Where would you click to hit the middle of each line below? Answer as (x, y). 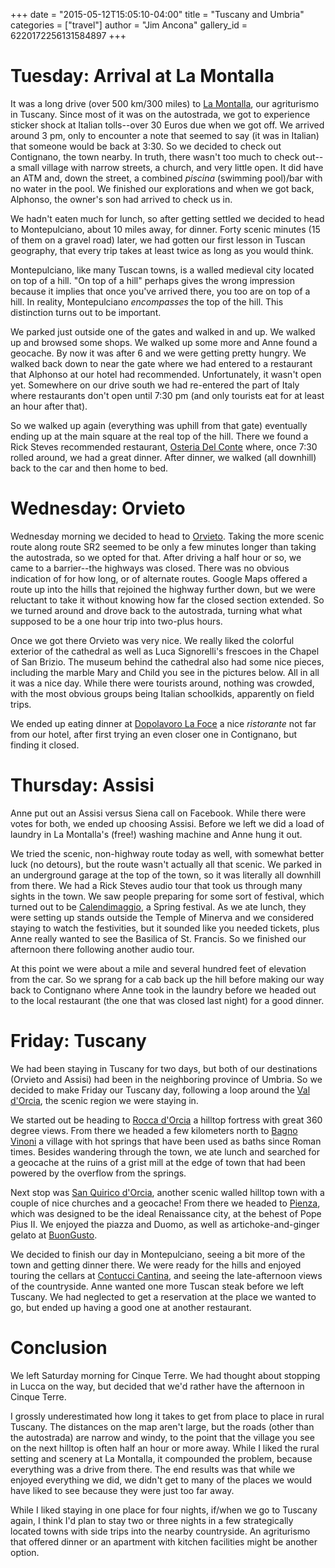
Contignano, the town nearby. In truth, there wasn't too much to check (155, 156)
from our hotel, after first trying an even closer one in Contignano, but (154, 734)
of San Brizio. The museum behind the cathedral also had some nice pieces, (167, 661)
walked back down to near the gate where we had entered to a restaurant (161, 363)
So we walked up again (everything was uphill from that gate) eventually (159, 425)
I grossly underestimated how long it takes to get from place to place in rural (167, 1416)
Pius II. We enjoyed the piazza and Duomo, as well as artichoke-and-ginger (165, 1224)
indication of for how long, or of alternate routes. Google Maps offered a (159, 578)
